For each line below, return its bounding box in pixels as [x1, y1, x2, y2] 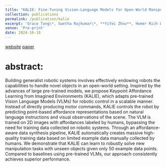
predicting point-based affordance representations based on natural [5, 109, 144, 115]
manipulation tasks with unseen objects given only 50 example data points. [5, 145, 158, 151]
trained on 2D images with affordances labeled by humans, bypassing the [5, 119, 155, 125]
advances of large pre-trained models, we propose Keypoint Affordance [5, 87, 152, 94]
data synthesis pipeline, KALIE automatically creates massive [19, 129, 143, 136]
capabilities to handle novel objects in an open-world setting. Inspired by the [5, 83, 161, 88]
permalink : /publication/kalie [5, 16, 70, 21]
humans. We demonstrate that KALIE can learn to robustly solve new [5, 140, 145, 146]
